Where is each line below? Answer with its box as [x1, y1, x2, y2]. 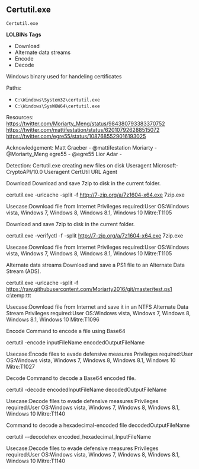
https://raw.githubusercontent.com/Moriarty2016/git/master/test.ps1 [6, 285, 173, 293]
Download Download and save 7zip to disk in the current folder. [6, 179, 161, 186]
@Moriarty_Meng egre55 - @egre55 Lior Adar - [6, 150, 123, 157]
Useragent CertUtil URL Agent [44, 168, 117, 175]
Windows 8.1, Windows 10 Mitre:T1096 [6, 316, 99, 323]
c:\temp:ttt [6, 291, 31, 299]
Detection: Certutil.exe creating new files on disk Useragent [6, 161, 152, 169]
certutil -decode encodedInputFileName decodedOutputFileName [6, 386, 167, 393]
